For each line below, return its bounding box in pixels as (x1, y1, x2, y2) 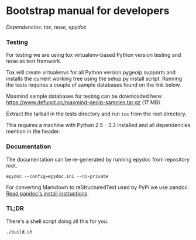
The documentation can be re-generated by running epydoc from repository (6, 156, 190, 163)
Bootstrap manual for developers (6, 4, 170, 18)
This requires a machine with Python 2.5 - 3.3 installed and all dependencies (6, 122, 191, 129)
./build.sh (6, 229, 33, 235)
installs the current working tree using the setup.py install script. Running (6, 75, 183, 83)
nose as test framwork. (6, 57, 62, 65)
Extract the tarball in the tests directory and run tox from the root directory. (6, 110, 187, 118)
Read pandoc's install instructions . (6, 190, 90, 197)
